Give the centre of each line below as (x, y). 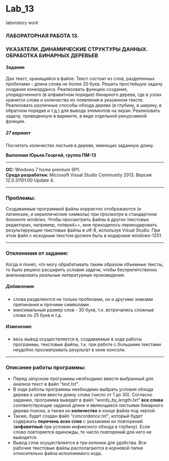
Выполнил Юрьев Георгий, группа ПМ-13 (51, 155)
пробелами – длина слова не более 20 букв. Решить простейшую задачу (84, 84)
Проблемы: (21, 198)
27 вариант (18, 133)
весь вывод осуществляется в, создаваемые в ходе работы (77, 339)
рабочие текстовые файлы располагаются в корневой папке (78, 448)
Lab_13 (20, 9)
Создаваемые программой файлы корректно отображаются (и (73, 209)
